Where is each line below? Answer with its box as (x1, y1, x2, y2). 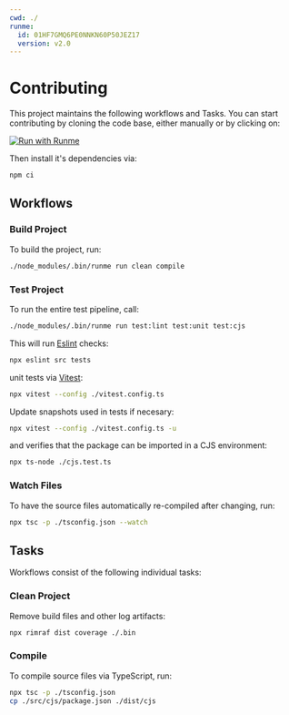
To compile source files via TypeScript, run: (9, 670, 173, 681)
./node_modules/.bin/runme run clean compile (9, 261, 184, 271)
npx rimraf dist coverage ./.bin (9, 628, 136, 638)
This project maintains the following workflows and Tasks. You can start (9, 108, 279, 119)
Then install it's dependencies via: (9, 153, 138, 164)
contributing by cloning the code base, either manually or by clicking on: (9, 117, 281, 128)
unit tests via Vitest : (9, 372, 84, 383)
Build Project (9, 223, 67, 236)
